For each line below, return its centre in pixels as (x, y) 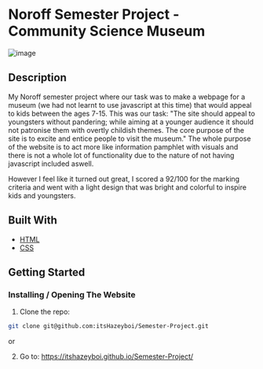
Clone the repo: (45, 312)
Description (37, 77)
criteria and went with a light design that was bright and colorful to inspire (128, 187)
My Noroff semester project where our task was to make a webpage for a (127, 97)
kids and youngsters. (42, 195)
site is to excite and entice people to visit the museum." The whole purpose (130, 138)
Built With (33, 221)
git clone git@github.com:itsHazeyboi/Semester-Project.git (109, 327)
